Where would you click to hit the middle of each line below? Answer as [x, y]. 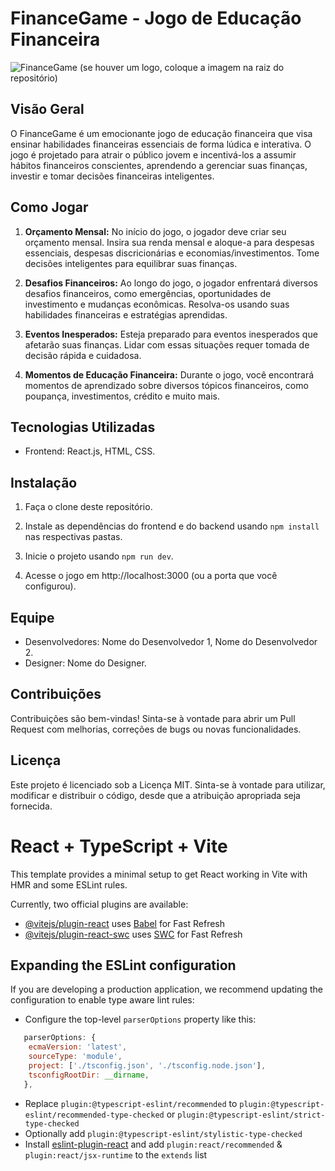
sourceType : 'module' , [75, 1057]
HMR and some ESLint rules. [69, 884]
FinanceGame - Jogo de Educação [156, 18]
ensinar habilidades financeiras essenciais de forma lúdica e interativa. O [161, 144]
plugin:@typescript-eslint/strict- [251, 1115]
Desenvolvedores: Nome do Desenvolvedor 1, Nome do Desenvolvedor [171, 641]
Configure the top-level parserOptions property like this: [140, 1019]
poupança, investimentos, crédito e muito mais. [122, 396]
